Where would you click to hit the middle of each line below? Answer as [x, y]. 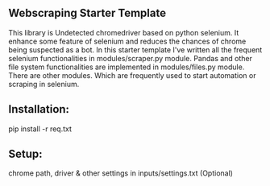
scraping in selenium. [44, 84]
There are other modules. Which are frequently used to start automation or [132, 75]
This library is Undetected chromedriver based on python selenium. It [124, 32]
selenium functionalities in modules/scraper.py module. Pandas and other [130, 58]
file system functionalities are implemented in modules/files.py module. [127, 67]
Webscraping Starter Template [87, 13]
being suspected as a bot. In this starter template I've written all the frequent [135, 50]
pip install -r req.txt [40, 129]
